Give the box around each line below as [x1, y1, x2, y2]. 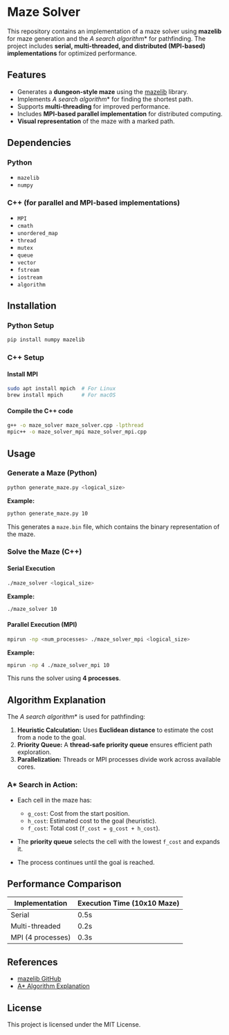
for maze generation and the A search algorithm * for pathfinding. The [7, 34, 206, 42]
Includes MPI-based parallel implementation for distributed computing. [17, 109, 223, 118]
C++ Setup [7, 353, 45, 363]
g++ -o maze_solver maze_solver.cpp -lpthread [7, 422, 144, 429]
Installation [7, 300, 57, 312]
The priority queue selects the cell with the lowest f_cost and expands [17, 837, 220, 845]
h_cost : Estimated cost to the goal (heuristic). [27, 816, 157, 825]
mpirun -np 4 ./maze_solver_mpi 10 [7, 661, 110, 668]
